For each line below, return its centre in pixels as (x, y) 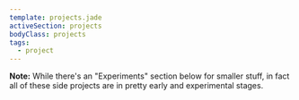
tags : (19, 42)
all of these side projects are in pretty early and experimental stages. (136, 86)
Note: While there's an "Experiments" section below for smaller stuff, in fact (149, 76)
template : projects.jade (56, 17)
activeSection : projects (56, 26)
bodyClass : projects (48, 34)
